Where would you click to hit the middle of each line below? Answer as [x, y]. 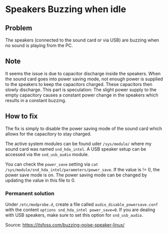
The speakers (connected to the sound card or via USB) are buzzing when [82, 40]
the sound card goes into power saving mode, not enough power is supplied [84, 79]
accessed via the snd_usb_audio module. [47, 154]
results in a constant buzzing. [36, 100]
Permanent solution [30, 193]
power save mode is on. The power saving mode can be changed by [76, 175]
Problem [19, 28]
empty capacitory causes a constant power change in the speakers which [82, 95]
